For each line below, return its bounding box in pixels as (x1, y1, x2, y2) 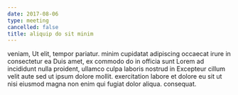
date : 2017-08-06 (7, 10, 59, 18)
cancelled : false (7, 23, 59, 30)
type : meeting (7, 17, 50, 24)
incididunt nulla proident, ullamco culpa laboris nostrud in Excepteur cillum (7, 65, 226, 73)
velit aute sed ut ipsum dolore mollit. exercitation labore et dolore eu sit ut (7, 72, 222, 81)
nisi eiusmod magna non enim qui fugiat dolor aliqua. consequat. (7, 79, 197, 89)
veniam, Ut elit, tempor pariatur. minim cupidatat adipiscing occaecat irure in (7, 50, 231, 58)
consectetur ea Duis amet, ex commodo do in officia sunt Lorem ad (7, 57, 205, 66)
